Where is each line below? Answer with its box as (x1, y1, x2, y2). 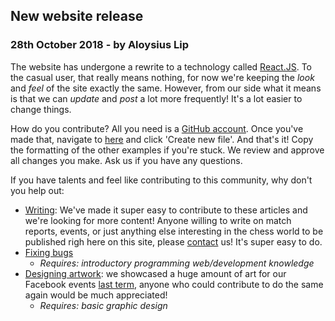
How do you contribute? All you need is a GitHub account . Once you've (10, 122, 304, 134)
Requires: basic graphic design (39, 299, 168, 311)
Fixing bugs (24, 246, 74, 258)
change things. (10, 103, 72, 115)
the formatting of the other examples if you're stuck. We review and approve (10, 144, 325, 156)
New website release (10, 8, 144, 25)
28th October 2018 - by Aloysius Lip (10, 38, 189, 52)
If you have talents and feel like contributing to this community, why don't (10, 174, 313, 186)
